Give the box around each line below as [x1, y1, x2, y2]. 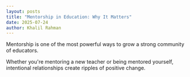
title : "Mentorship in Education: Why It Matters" [6, 14, 132, 20]
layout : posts [6, 8, 41, 15]
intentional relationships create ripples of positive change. [6, 65, 146, 72]
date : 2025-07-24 [6, 19, 49, 25]
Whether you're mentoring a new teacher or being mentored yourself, [6, 58, 174, 65]
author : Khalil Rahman [6, 24, 61, 31]
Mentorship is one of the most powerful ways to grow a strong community [6, 41, 185, 48]
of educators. [6, 47, 39, 54]
